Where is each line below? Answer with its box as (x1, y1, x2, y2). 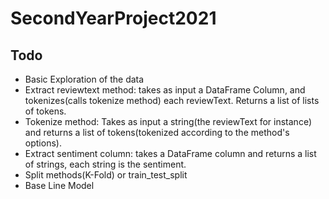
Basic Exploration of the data (24, 73, 145, 85)
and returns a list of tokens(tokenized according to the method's (24, 127, 290, 138)
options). (24, 137, 62, 149)
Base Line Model (24, 180, 95, 191)
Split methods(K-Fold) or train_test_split (24, 169, 188, 181)
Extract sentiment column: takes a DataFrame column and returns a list (24, 148, 317, 159)
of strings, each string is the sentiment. (24, 158, 187, 170)
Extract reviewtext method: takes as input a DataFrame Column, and (24, 84, 306, 96)
